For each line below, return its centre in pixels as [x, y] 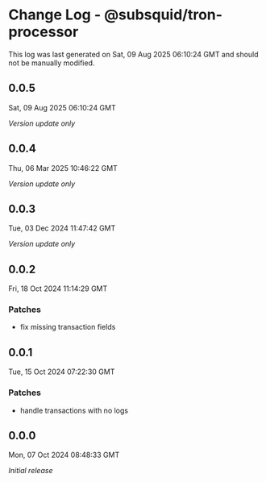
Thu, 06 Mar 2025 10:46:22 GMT [63, 168]
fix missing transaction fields [68, 327]
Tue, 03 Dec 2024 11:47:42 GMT [62, 228]
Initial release [31, 471]
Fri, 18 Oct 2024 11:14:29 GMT [58, 289]
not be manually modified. [52, 63]
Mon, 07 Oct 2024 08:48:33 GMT [64, 455]
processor [44, 32]
